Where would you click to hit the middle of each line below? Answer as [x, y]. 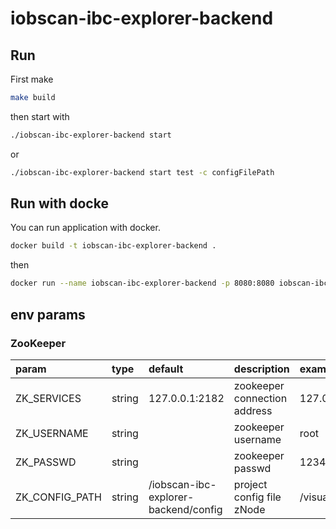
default [166, 369]
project [250, 484]
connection [260, 398]
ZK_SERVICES [48, 398]
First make [32, 79]
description [261, 369]
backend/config [185, 509]
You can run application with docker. [85, 228]
